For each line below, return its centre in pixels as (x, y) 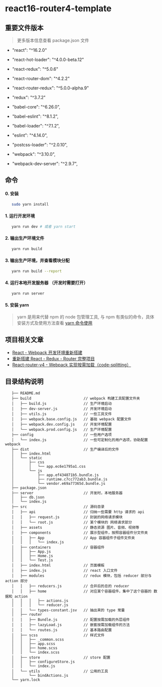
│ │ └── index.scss (36, 652)
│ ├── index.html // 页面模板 (58, 565)
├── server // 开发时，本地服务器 (67, 493)
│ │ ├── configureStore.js (43, 662)
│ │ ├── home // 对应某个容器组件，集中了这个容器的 (81, 591)
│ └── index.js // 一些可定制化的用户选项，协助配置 (80, 440)
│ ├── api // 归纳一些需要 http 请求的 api (78, 512)
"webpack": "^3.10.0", (34, 154)
